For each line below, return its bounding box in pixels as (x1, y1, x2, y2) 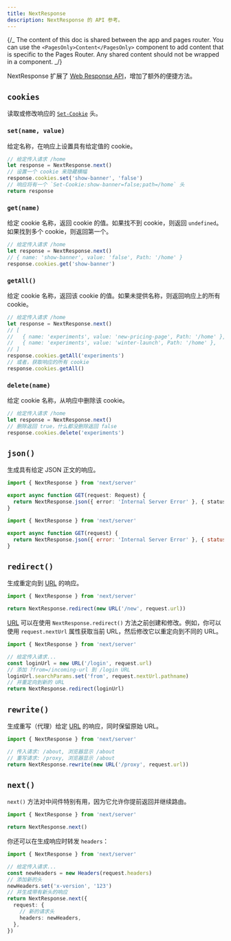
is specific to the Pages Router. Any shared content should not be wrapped (7, 50, 220, 59)
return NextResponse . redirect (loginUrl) (7, 685, 125, 693)
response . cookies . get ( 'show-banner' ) (7, 260, 115, 267)
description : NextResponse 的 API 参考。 (7, 17, 124, 23)
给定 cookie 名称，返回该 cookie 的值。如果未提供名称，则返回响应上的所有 (7, 291, 221, 300)
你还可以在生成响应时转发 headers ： (7, 837, 109, 845)
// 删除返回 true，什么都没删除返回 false (7, 423, 117, 429)
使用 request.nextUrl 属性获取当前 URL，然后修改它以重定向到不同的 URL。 (7, 627, 222, 635)
